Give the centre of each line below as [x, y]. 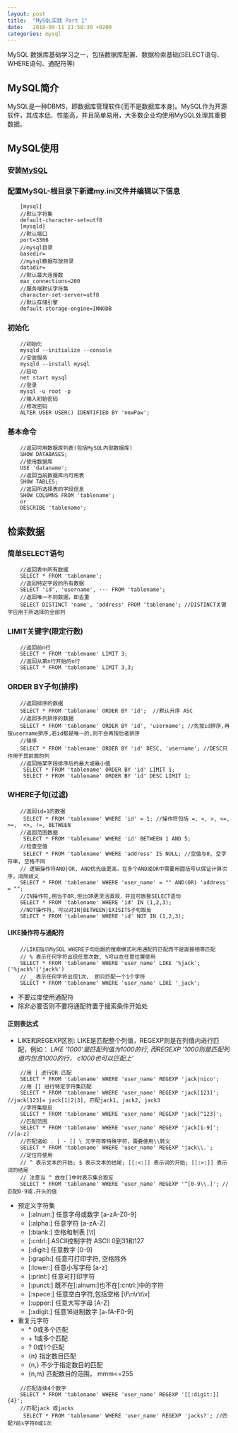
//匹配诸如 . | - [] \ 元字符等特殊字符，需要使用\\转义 [95, 1142]
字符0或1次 [38, 1424]
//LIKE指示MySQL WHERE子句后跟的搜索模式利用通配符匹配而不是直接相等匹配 [118, 949]
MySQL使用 [33, 148]
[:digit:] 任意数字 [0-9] [60, 1250]
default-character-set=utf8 [61, 220]
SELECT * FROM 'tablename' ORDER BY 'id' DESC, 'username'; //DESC [121, 748]
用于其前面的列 [31, 756]
